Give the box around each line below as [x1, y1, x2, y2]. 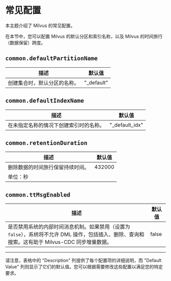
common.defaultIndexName [5, 97, 84, 104]
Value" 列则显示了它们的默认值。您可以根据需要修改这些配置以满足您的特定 [5, 264, 163, 270]
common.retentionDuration [5, 139, 88, 147]
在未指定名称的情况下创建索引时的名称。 [8, 122, 105, 129]
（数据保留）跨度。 [5, 39, 46, 46]
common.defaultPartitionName [5, 54, 98, 62]
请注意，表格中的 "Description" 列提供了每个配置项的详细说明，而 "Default [5, 258, 162, 264]
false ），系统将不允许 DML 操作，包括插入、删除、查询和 [8, 231, 145, 238]
